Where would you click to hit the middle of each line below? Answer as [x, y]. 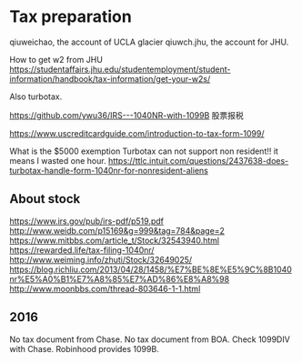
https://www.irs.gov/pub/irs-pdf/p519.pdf [86, 221]
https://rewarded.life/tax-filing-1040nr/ [82, 250]
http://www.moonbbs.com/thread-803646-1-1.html [105, 288]
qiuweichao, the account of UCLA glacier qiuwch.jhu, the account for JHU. [149, 42]
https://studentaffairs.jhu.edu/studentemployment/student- [120, 69]
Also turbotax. [36, 96]
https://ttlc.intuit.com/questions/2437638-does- [198, 160]
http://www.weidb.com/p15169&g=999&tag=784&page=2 [117, 230]
